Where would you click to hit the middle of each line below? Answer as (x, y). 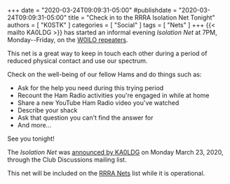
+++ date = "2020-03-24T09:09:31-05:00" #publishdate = (92, 10)
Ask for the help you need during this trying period (90, 88)
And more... (34, 125)
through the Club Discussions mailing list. (67, 160)
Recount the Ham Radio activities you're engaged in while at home (113, 95)
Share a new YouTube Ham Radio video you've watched (98, 103)
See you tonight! (31, 139)
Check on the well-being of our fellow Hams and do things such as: (104, 74)
